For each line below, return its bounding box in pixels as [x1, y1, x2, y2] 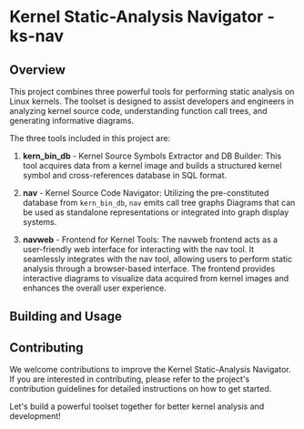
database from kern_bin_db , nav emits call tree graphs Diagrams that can [22, 198, 296, 208]
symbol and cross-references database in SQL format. [22, 170, 228, 180]
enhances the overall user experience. [22, 282, 167, 293]
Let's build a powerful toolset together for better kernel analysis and [9, 401, 265, 412]
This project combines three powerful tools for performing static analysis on [9, 87, 295, 97]
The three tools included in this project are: [9, 133, 171, 143]
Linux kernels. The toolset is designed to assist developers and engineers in [9, 96, 294, 107]
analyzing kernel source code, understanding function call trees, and [9, 106, 268, 116]
